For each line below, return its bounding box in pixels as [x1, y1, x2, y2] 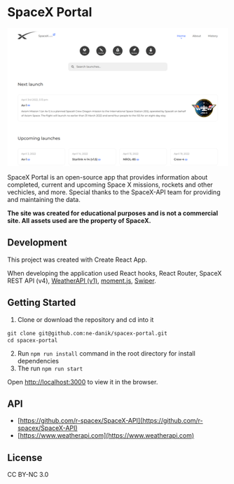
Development [7, 236, 68, 249]
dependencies [17, 356, 60, 365]
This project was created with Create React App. [7, 255, 147, 264]
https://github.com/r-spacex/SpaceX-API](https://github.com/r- [20, 417, 203, 425]
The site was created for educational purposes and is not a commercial [7, 208, 219, 217]
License [7, 452, 43, 464]
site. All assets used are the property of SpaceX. [7, 216, 151, 224]
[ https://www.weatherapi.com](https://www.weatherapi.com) [17, 431, 195, 440]
